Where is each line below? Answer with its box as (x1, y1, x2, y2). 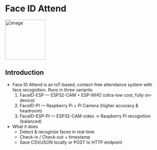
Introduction (5, 69, 44, 77)
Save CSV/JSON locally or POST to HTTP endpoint (19, 139, 123, 145)
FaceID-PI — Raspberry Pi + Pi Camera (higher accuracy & (19, 102, 139, 109)
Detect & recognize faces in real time (19, 129, 95, 135)
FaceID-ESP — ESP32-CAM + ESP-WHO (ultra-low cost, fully (19, 92, 144, 98)
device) (19, 97, 35, 103)
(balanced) (19, 118, 42, 124)
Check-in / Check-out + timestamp (19, 134, 91, 140)
